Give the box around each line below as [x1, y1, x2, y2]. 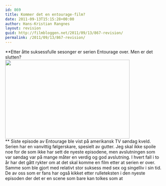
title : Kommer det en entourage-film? [5, 12, 85, 17]
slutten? [5, 54, 21, 60]
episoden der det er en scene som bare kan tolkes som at [5, 175, 123, 181]
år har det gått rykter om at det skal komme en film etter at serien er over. [5, 159, 156, 165]
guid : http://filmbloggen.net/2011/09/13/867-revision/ [5, 30, 123, 35]
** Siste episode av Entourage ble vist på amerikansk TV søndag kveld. [5, 138, 151, 144]
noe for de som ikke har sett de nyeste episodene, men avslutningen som [5, 149, 156, 155]
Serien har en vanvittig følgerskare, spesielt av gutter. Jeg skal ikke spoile [5, 143, 156, 150]
